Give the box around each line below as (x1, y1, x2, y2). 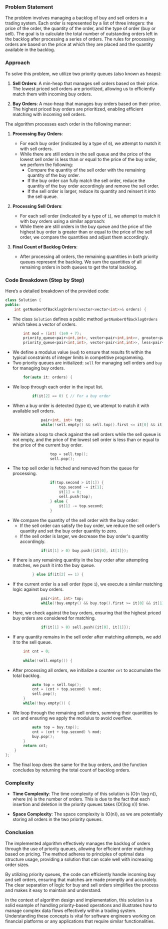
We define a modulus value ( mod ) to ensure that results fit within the (12, 349, 151, 355)
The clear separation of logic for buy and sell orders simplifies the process (5, 881, 159, 888)
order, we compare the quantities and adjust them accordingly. (19, 234, 149, 240)
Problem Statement (5, 3, 53, 10)
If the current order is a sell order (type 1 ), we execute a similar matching (12, 581, 162, 587)
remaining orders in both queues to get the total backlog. (19, 264, 137, 270)
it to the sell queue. (12, 639, 52, 645)
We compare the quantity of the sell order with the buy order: (12, 517, 139, 523)
